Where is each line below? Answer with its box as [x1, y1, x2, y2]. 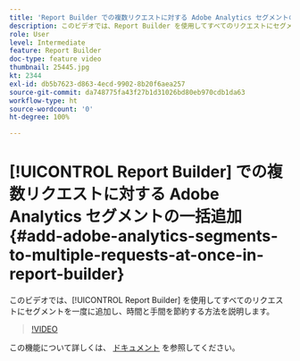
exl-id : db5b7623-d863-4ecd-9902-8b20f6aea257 [9, 80, 186, 88]
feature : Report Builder [9, 46, 102, 55]
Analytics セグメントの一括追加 [9, 206, 243, 227]
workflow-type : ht [9, 96, 78, 105]
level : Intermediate [9, 38, 87, 47]
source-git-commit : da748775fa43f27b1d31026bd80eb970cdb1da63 [9, 88, 246, 97]
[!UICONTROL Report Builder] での [9, 162, 268, 182]
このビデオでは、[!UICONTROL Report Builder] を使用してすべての [9, 295, 253, 306]
